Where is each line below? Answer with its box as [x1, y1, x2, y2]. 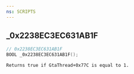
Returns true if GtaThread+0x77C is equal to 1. [6, 63, 129, 69]
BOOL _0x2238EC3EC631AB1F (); [6, 52, 79, 58]
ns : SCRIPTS [6, 8, 36, 15]
